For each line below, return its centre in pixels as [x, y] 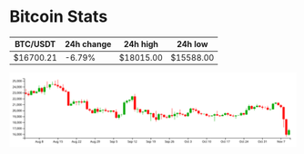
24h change [88, 44]
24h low [192, 44]
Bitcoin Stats [59, 17]
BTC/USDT [35, 44]
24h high [141, 44]
